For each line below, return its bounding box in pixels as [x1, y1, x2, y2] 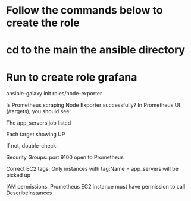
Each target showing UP [6, 131, 65, 138]
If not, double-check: [6, 142, 58, 149]
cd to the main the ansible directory [6, 43, 186, 57]
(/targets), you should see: [6, 108, 71, 115]
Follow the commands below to [6, 4, 163, 17]
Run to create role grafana [6, 71, 137, 84]
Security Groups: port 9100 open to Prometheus [6, 154, 124, 161]
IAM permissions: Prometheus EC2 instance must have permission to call [6, 183, 186, 190]
